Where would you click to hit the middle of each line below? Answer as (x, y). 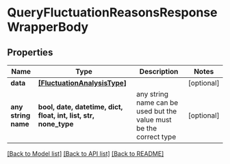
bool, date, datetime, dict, (80, 107)
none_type (56, 124)
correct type (156, 137)
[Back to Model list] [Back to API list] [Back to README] (86, 154)
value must (154, 120)
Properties (30, 52)
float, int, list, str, (66, 115)
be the (147, 128)
